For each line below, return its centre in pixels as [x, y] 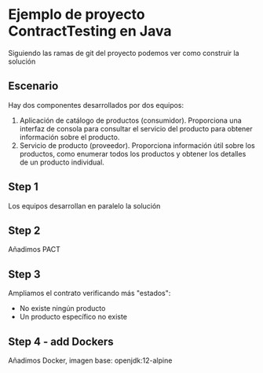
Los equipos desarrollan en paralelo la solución [84, 205]
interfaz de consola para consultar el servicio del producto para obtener [136, 128]
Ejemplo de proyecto [77, 15]
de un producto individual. [62, 162]
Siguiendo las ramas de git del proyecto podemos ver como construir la [124, 53]
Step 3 [24, 274]
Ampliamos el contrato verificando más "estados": [89, 294]
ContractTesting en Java [90, 31]
